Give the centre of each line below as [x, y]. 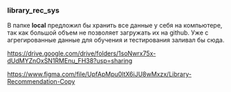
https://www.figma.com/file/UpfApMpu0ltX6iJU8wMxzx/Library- [100, 74]
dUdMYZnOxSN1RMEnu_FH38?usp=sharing [70, 61]
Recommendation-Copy [41, 82]
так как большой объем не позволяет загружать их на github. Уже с [108, 33]
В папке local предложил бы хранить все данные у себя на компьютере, [115, 26]
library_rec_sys [34, 10]
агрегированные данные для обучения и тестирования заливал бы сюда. [116, 40]
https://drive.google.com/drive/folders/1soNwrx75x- [82, 53]
